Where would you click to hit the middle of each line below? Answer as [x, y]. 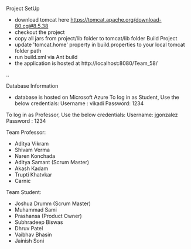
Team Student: [24, 192]
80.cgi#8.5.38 [31, 26]
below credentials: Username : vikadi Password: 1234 [79, 103]
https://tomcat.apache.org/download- [116, 20]
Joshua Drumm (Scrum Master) [52, 203]
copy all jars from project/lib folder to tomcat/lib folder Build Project [96, 38]
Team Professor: [26, 132]
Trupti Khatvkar [33, 174]
